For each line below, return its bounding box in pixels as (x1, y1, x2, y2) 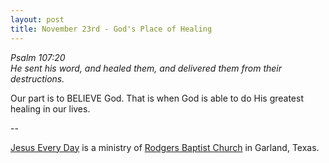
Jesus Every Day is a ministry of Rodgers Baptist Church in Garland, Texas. (10, 141, 320, 153)
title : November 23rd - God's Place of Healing (10, 24, 213, 34)
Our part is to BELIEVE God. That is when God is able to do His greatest (10, 92, 304, 104)
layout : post (10, 14, 65, 25)
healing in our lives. (10, 102, 91, 115)
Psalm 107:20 (10, 51, 66, 63)
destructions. (10, 72, 65, 85)
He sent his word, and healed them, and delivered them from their (10, 62, 282, 74)
